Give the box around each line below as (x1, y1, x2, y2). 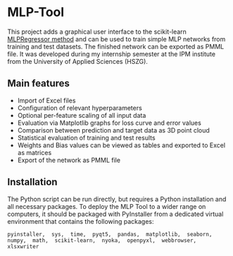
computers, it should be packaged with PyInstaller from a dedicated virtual (7, 210, 224, 218)
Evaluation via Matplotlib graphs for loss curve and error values (17, 119, 202, 127)
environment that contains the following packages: (7, 217, 154, 225)
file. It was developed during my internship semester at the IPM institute (7, 50, 216, 58)
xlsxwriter (7, 243, 39, 250)
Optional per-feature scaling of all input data (17, 111, 146, 119)
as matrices (17, 148, 52, 156)
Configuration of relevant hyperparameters (17, 103, 142, 112)
